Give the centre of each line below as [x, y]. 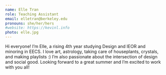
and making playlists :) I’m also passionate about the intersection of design [81, 57]
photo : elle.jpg [22, 32]
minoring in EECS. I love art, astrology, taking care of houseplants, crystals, [82, 51]
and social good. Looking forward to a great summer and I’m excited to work [83, 62]
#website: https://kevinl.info [37, 28]
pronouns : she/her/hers [30, 23]
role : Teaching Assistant [32, 14]
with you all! [17, 67]
